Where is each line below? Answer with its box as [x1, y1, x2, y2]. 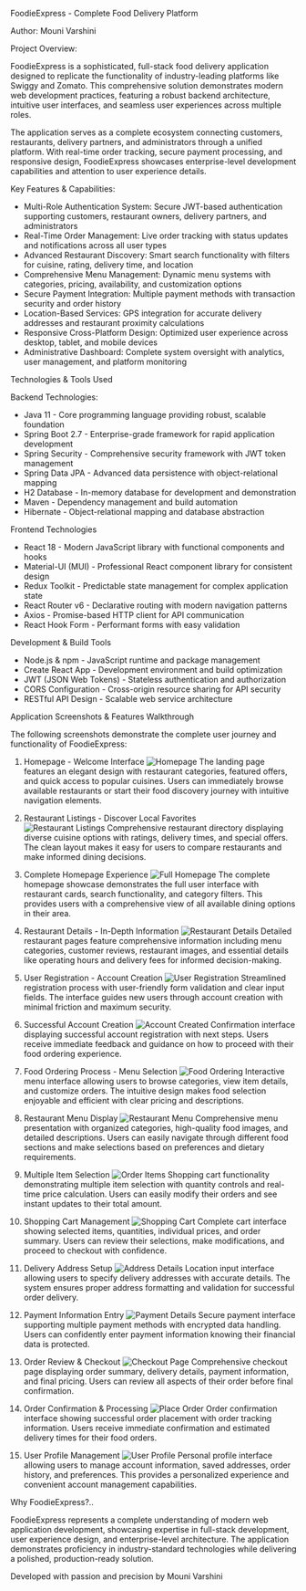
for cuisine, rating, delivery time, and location [23, 259, 194, 270]
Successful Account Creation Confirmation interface [23, 1020, 295, 1030]
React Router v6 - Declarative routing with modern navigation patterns [23, 600, 288, 611]
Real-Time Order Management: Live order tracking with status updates [23, 230, 289, 241]
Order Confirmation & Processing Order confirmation [23, 1403, 278, 1414]
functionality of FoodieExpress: [10, 738, 127, 749]
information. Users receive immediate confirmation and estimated [23, 1423, 270, 1433]
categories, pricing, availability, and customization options [23, 278, 242, 289]
